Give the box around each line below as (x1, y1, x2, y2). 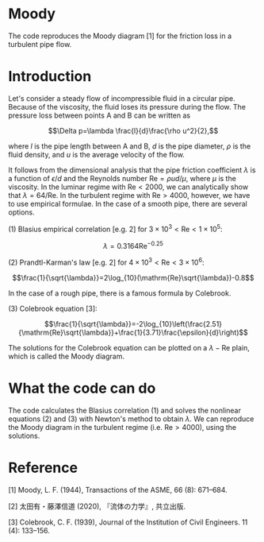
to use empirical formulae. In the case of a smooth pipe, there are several (8, 199, 247, 208)
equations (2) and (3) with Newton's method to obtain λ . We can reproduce (8, 414, 254, 424)
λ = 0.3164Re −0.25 (102, 239, 164, 250)
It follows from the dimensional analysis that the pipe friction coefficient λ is (8, 165, 256, 175)
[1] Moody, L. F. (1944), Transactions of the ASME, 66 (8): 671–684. (8, 485, 228, 494)
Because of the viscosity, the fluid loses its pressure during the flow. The (8, 102, 246, 111)
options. (8, 207, 36, 217)
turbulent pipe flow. (8, 39, 72, 48)
